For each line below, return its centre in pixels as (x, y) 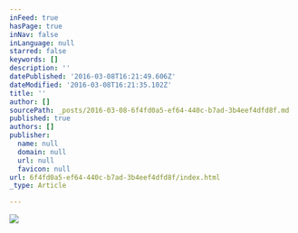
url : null (36, 160)
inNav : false (34, 34)
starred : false (38, 51)
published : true (40, 118)
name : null (38, 144)
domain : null (42, 152)
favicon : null (44, 169)
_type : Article (38, 186)
